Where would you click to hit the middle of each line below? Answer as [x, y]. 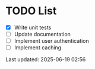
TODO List [31, 11]
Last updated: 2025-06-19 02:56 [46, 59]
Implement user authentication [52, 41]
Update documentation [42, 34]
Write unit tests [33, 27]
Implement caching [38, 48]
